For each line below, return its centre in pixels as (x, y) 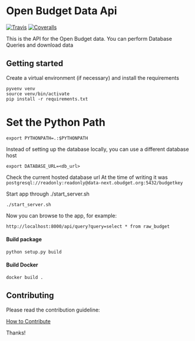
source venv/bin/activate (38, 94)
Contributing (30, 296)
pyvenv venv (21, 89)
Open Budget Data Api (62, 11)
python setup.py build (34, 252)
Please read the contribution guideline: (53, 310)
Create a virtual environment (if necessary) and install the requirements (93, 77)
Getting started (35, 64)
